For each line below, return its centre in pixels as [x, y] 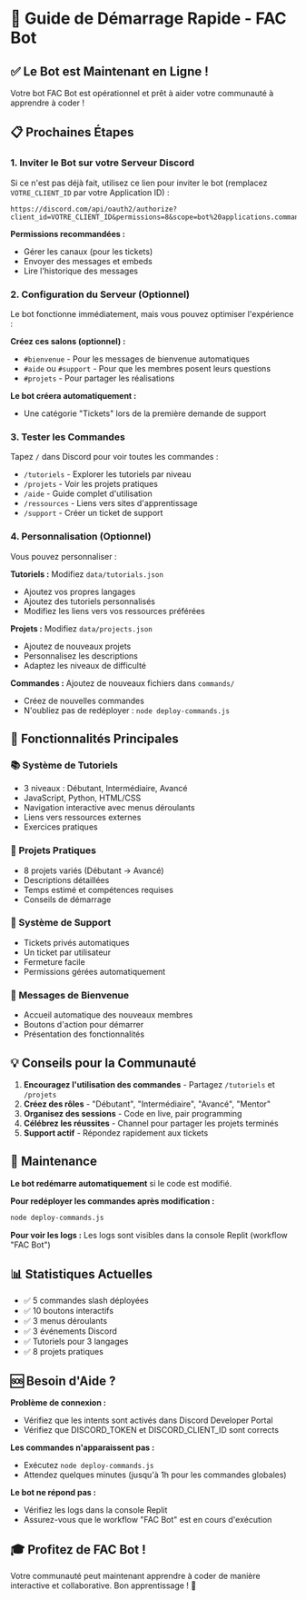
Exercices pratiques [60, 827]
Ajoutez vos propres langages [79, 591]
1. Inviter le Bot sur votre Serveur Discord [102, 163]
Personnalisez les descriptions [81, 656]
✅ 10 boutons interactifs [69, 1311]
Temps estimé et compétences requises [98, 889]
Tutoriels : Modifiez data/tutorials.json [87, 574]
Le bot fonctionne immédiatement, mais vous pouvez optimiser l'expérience [152, 313]
